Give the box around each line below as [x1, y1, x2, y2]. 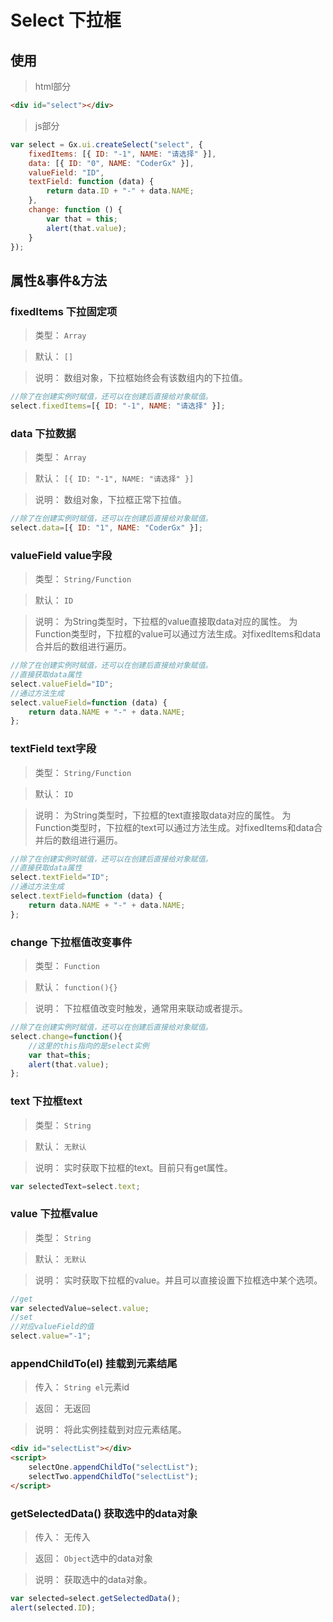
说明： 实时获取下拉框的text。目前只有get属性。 [34, 1161, 233, 1173]
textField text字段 [10, 742, 97, 756]
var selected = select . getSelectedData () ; [10, 1594, 182, 1604]
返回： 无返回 [34, 1402, 91, 1415]
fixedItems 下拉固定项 [10, 304, 118, 318]
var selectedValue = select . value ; [10, 1303, 150, 1313]
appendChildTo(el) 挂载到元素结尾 [10, 1357, 178, 1371]
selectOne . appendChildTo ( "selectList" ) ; [28, 1462, 199, 1473]
